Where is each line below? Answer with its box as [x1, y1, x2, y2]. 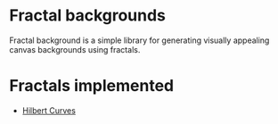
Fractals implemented [9, 76, 175, 96]
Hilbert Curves [21, 104, 76, 116]
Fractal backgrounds [9, 5, 167, 26]
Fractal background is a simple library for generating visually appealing [9, 35, 270, 45]
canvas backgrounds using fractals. [9, 44, 141, 54]
